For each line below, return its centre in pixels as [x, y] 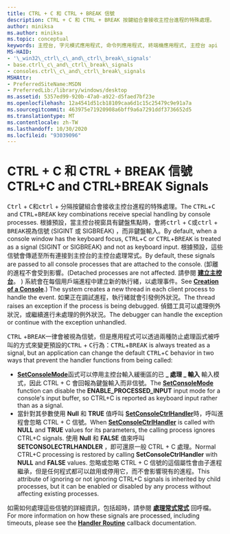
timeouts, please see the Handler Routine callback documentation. [102, 523]
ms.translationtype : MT [41, 116]
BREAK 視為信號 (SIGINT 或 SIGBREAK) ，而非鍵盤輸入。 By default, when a [112, 231]
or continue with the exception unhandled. [67, 322]
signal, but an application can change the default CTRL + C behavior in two [111, 353]
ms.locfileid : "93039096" [44, 135]
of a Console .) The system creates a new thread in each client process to [111, 289]
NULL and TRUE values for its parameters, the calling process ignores [116, 430]
